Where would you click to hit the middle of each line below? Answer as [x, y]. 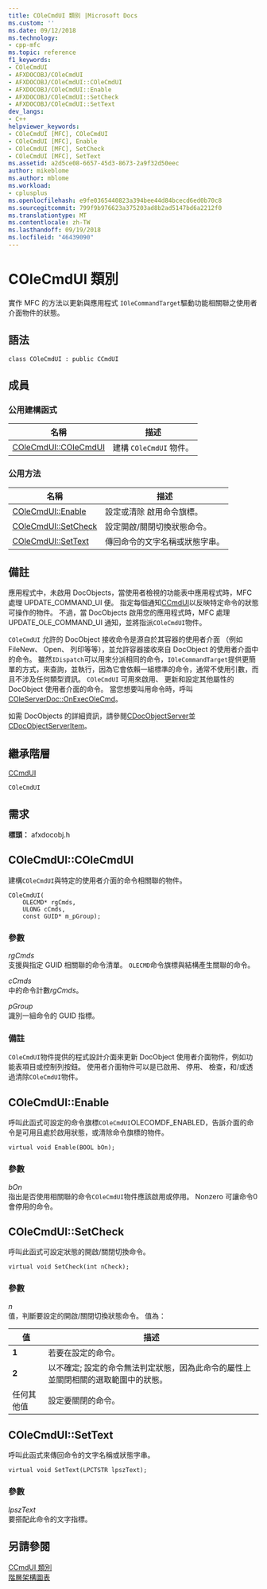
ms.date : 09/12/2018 [43, 30]
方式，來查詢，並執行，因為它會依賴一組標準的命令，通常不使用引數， [137, 670]
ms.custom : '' [32, 23]
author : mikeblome [39, 171]
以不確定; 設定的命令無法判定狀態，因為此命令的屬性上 [149, 1367]
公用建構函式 [33, 410]
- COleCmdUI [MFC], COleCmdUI [58, 134]
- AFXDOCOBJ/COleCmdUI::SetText [62, 104]
